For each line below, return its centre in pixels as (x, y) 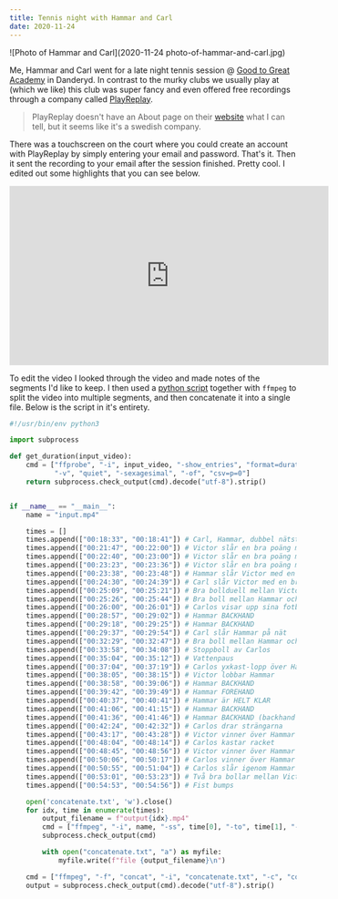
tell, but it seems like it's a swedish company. (117, 126)
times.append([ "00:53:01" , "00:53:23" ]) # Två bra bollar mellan (153, 776)
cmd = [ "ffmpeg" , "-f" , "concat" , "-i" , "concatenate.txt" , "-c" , (154, 877)
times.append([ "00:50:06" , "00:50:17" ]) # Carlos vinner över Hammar (161, 760)
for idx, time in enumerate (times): (96, 810)
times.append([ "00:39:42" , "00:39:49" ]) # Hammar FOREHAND (140, 692)
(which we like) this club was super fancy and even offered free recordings (150, 89)
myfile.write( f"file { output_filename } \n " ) (142, 860)
